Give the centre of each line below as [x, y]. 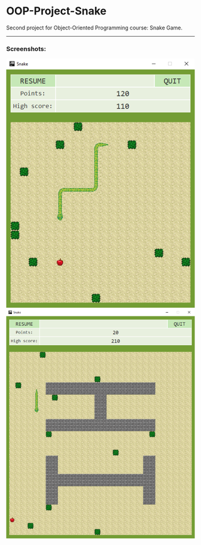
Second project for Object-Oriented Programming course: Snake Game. [95, 28]
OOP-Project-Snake [56, 11]
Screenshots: [26, 49]
